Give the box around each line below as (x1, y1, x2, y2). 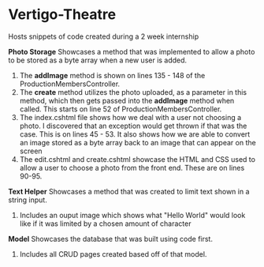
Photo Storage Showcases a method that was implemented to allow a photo (8, 47, 255, 56)
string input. (8, 195, 47, 205)
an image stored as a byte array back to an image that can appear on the (19, 137, 256, 147)
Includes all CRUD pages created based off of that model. (19, 249, 207, 258)
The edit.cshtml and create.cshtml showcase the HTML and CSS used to (19, 154, 256, 164)
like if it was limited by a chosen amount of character (19, 219, 191, 228)
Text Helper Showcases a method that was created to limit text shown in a (8, 186, 250, 196)
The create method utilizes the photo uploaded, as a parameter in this (19, 87, 247, 96)
